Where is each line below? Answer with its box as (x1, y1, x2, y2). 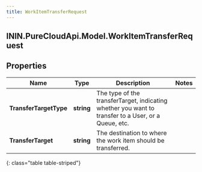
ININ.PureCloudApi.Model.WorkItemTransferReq (6, 31, 194, 41)
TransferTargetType (9, 103, 68, 112)
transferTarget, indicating (96, 96, 168, 105)
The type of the (96, 88, 140, 97)
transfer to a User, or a (96, 111, 161, 120)
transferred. (96, 144, 130, 152)
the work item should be (96, 136, 165, 144)
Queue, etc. (96, 118, 129, 127)
